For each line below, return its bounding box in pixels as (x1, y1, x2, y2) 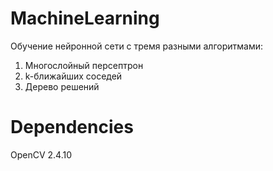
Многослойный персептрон (24, 59, 144, 71)
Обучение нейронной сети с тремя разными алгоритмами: (10, 40, 264, 52)
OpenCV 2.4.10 (10, 148, 73, 161)
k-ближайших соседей (24, 70, 123, 82)
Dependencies (10, 116, 134, 139)
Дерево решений (24, 80, 100, 92)
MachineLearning (10, 7, 160, 30)
